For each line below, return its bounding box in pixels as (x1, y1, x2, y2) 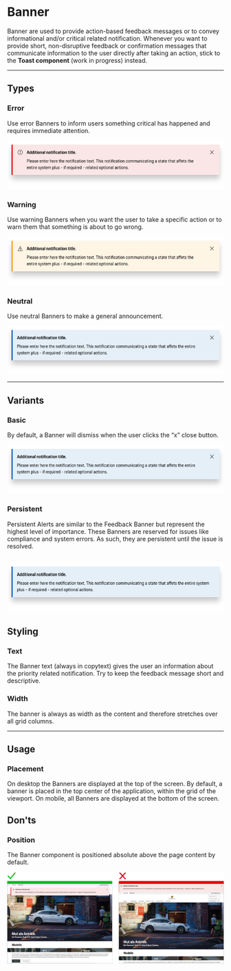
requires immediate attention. (7, 126, 91, 134)
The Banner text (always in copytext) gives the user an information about (7, 662, 214, 670)
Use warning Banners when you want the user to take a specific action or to (7, 215, 222, 224)
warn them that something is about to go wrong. (7, 223, 144, 231)
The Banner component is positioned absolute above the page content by (7, 850, 216, 859)
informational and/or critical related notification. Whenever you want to (7, 34, 208, 42)
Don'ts (7, 814, 36, 826)
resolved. (7, 542, 34, 550)
